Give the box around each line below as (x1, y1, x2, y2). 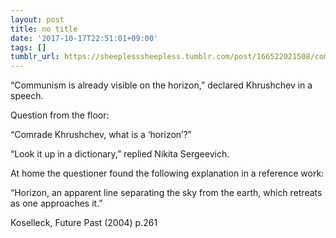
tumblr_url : (10, 52, 60, 62)
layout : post (10, 14, 65, 25)
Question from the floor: (10, 109, 110, 121)
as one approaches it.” (10, 197, 103, 210)
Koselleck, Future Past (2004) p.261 (10, 217, 158, 229)
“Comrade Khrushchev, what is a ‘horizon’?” (10, 129, 192, 141)
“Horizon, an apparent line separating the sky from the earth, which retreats (10, 187, 323, 199)
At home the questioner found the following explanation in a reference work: (10, 167, 325, 180)
